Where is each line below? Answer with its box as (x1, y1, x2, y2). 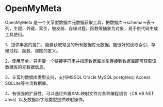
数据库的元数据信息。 (5, 64, 48, 70)
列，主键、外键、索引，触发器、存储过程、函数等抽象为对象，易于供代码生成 (5, 25, 158, 31)
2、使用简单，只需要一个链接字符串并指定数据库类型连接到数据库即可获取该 (5, 58, 157, 64)
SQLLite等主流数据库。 (5, 80, 51, 86)
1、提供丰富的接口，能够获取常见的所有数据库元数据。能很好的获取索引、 (5, 41, 151, 47)
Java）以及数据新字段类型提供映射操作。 (5, 96, 87, 102)
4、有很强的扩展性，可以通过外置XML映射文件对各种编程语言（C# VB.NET (5, 90, 154, 96)
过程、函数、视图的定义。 (9, 48, 61, 53)
